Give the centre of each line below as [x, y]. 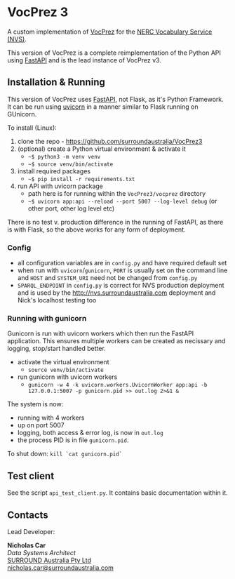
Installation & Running [56, 82]
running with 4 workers [51, 418]
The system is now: [35, 404]
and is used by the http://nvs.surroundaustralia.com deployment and [116, 293]
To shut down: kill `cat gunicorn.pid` [65, 454]
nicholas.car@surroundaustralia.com [61, 567]
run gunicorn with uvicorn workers [67, 377]
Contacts [28, 515]
